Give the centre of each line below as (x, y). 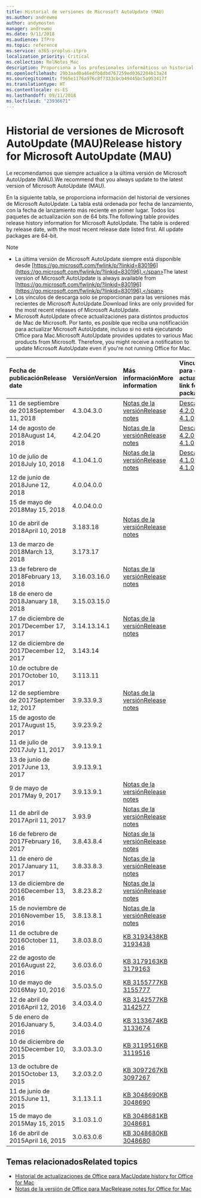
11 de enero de (31, 858)
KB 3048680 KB (145, 1133)
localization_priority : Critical (48, 56)
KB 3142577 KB (145, 999)
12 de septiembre (34, 693)
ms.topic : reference (32, 46)
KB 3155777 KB (145, 982)
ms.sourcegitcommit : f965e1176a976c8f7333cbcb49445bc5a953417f (87, 79)
